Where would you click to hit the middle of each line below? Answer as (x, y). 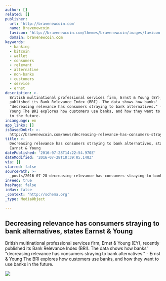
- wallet (19, 56)
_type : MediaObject (25, 199)
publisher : (16, 19)
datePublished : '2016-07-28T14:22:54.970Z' (51, 153)
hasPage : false (21, 185)
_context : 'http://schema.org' (37, 194)
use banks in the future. (29, 264)
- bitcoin (20, 51)
